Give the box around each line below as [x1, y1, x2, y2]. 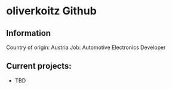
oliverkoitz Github [6, 4, 97, 18]
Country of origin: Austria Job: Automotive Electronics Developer [6, 44, 166, 51]
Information [6, 28, 51, 38]
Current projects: [6, 61, 72, 71]
